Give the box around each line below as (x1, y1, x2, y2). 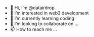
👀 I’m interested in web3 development (10, 10, 89, 16)
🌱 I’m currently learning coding (10, 15, 75, 21)
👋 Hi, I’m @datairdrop (10, 5, 55, 10)
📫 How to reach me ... (10, 26, 57, 32)
